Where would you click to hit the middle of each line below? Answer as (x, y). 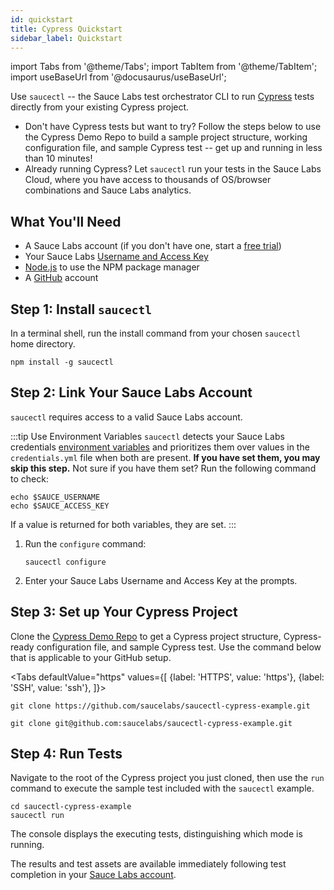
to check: (29, 478)
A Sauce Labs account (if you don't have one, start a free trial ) (153, 246)
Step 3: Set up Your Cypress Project (124, 612)
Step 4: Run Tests (66, 754)
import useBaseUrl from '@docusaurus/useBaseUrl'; (118, 77)
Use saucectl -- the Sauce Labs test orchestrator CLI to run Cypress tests (162, 97)
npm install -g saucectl (62, 362)
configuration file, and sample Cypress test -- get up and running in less (173, 148)
